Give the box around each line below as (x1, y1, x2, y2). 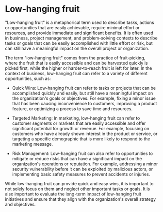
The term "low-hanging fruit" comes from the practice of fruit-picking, (5, 55, 146, 60)
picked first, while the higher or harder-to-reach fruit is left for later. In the (5, 65, 152, 71)
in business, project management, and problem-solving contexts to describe (5, 35, 158, 41)
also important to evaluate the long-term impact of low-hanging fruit (5, 191, 142, 197)
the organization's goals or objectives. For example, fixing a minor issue (12, 95, 156, 101)
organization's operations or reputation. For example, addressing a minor (12, 161, 158, 167)
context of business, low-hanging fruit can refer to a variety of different (5, 70, 148, 76)
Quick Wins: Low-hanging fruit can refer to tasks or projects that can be (12, 85, 156, 91)
